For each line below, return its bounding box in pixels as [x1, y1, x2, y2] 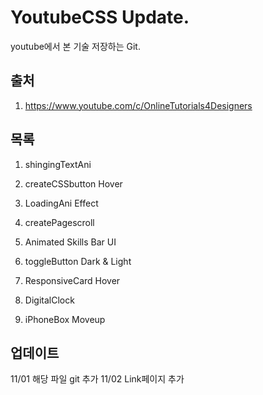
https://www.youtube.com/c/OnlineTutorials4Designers [24, 99, 253, 111]
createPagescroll [24, 216, 95, 228]
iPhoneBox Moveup [24, 313, 106, 325]
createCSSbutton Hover [24, 177, 123, 190]
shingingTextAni [24, 158, 92, 170]
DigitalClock [24, 294, 75, 306]
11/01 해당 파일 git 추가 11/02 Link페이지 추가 [10, 373, 185, 385]
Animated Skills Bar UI [24, 236, 117, 248]
